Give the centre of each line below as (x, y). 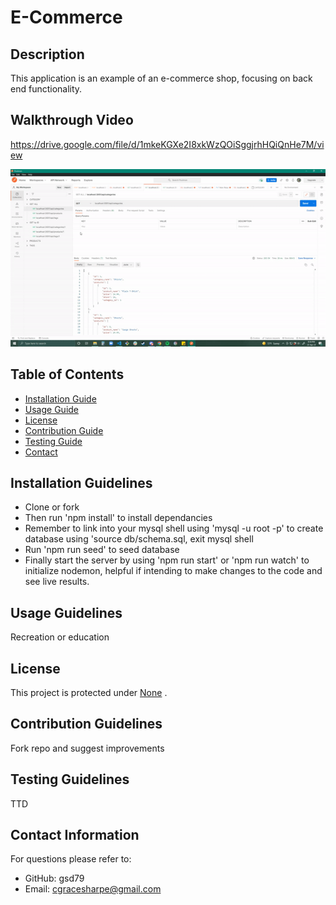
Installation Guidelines (81, 482)
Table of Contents (67, 374)
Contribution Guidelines (86, 724)
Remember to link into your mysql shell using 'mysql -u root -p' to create (174, 528)
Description (47, 54)
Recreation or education (60, 637)
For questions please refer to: (71, 859)
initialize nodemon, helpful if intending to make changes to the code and (173, 571)
